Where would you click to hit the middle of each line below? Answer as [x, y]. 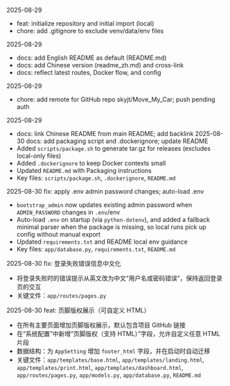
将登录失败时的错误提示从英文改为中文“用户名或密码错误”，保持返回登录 [120, 278]
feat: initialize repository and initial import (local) [85, 23]
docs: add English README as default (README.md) [91, 58]
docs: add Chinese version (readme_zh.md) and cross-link [100, 65]
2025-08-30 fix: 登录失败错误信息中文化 [64, 263]
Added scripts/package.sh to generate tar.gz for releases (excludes [113, 148]
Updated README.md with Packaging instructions [84, 170]
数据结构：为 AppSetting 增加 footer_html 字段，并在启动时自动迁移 [113, 351]
